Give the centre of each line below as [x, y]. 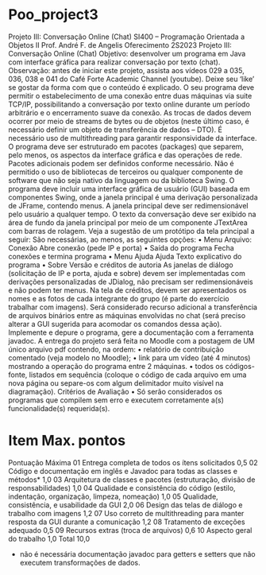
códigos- [240, 366]
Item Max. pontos [67, 441]
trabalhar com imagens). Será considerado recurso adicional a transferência [133, 307]
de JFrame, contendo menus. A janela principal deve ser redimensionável [128, 205]
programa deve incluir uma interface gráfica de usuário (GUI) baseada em [129, 188]
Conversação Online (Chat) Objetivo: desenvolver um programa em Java [127, 53]
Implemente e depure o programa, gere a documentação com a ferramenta [131, 332]
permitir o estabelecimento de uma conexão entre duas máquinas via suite [130, 95]
